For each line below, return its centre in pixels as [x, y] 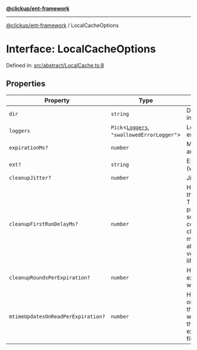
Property [57, 100]
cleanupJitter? [30, 178]
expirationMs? [29, 147]
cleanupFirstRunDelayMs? [44, 224]
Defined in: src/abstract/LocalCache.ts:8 [55, 65]
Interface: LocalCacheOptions [81, 49]
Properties [26, 84]
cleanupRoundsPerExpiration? [50, 277]
